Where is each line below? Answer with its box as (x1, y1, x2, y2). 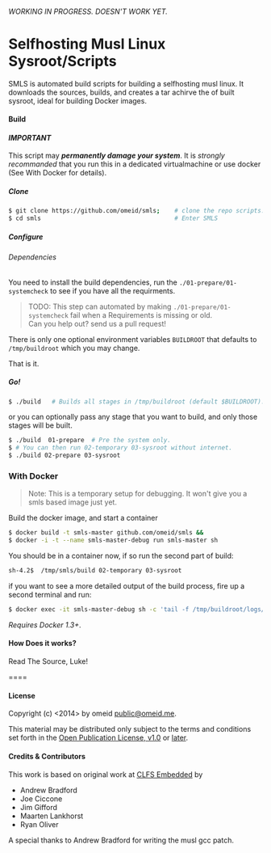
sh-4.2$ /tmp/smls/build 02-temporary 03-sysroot (8, 567, 182, 575)
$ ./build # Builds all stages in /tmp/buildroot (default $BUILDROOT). (8, 397, 265, 406)
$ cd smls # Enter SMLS (8, 214, 219, 222)
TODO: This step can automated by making (27, 302, 172, 311)
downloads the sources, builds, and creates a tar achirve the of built (8, 87, 236, 97)
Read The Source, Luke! (8, 657, 89, 666)
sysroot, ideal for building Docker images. (8, 95, 148, 105)
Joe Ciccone (19, 793, 63, 804)
